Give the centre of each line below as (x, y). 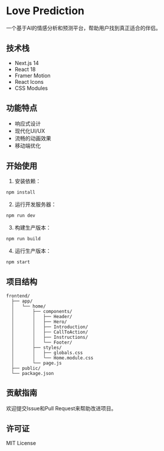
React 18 (25, 69)
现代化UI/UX (30, 130)
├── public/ (26, 368)
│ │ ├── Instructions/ (50, 337)
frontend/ (18, 296)
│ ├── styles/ (37, 347)
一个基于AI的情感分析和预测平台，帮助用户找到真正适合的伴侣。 (83, 28)
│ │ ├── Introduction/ (50, 327)
